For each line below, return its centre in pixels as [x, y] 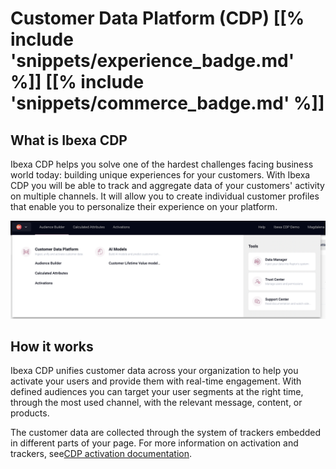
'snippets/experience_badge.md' [152, 61]
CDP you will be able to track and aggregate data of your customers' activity [167, 185]
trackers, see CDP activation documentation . [101, 454]
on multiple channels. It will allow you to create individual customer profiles [165, 196]
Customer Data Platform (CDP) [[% [157, 18]
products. [30, 413]
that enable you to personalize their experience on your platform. [144, 206]
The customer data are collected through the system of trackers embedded [166, 433]
